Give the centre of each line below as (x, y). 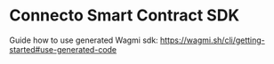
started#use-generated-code (63, 49)
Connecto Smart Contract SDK (125, 16)
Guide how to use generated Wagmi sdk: (84, 40)
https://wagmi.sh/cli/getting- (212, 40)
